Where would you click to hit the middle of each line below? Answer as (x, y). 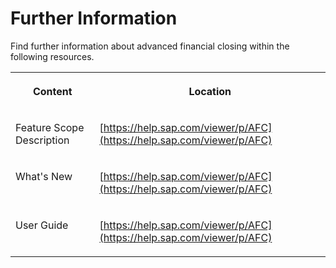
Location (210, 91)
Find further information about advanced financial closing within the (150, 46)
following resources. (52, 56)
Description (42, 140)
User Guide (42, 225)
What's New (44, 176)
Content (52, 91)
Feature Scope (50, 127)
